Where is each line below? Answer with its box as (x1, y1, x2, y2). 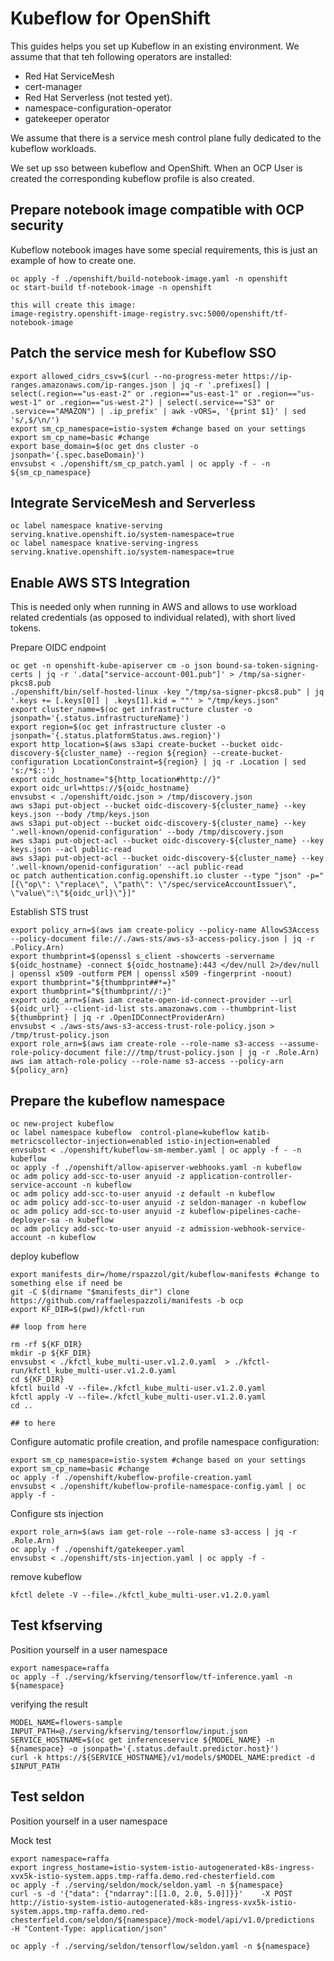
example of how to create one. (10, 254, 137, 266)
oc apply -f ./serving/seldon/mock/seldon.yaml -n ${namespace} (10, 1880, 284, 1890)
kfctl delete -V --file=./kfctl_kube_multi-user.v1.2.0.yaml (10, 1590, 271, 1600)
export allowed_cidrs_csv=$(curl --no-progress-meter (10, 371, 240, 381)
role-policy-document (10, 1048, 101, 1058)
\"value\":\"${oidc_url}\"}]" (10, 888, 137, 899)
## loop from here (10, 1322, 87, 1332)
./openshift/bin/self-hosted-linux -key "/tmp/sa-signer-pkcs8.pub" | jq (10, 687, 325, 697)
